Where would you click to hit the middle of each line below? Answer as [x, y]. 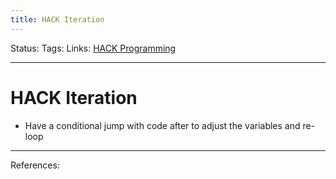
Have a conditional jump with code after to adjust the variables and [162, 125]
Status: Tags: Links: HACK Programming [93, 48]
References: [35, 165]
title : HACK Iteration [57, 19]
